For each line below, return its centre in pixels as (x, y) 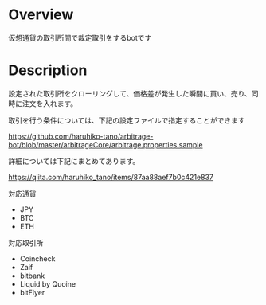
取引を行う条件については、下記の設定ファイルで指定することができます (127, 120)
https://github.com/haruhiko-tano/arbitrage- (81, 136)
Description (48, 70)
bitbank (32, 276)
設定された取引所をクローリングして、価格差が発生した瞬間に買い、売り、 (130, 93)
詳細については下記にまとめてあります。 (74, 161)
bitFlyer (32, 292)
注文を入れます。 (50, 103)
